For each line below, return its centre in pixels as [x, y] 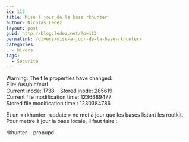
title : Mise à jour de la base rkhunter [57, 17]
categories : [21, 45]
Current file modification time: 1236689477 [59, 97]
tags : [13, 56]
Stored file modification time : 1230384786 [59, 103]
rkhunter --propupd [30, 132]
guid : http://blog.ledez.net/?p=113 [51, 34]
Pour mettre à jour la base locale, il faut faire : [62, 121]
